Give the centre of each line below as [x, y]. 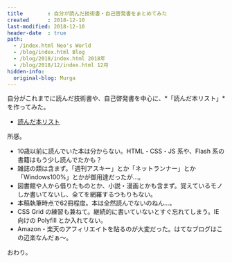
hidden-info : [26, 71]
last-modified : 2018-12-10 [46, 26]
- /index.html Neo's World [52, 46]
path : [15, 39]
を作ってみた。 [28, 107]
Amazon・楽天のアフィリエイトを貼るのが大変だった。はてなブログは [117, 229]
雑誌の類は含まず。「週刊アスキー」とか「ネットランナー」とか [106, 169]
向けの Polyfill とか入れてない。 [62, 220]
